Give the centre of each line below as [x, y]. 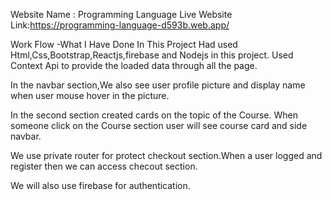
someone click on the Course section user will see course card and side [159, 125]
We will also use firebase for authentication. [100, 185]
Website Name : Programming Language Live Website [121, 14]
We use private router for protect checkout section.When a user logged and [166, 155]
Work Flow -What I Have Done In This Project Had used [124, 44]
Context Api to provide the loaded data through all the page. [134, 65]
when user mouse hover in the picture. [90, 95]
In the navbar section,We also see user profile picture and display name [158, 85]
